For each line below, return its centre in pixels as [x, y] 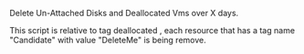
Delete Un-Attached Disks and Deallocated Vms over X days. [124, 13]
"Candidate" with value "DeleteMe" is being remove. [108, 40]
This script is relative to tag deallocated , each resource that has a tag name [152, 30]
